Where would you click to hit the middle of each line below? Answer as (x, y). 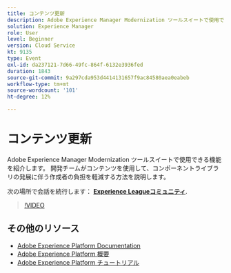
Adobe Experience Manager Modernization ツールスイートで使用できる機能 (114, 159)
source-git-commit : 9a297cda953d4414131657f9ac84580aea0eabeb (98, 78)
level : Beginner (30, 39)
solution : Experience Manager (51, 26)
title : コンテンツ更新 (36, 13)
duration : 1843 (29, 71)
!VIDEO (34, 205)
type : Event (24, 59)
